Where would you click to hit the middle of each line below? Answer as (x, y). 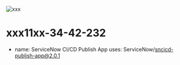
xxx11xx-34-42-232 (56, 33)
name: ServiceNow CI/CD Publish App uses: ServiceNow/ (85, 49)
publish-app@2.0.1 (37, 56)
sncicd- (164, 49)
